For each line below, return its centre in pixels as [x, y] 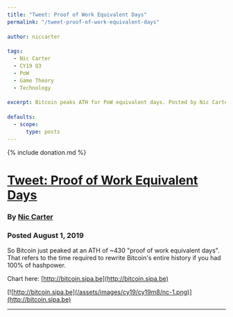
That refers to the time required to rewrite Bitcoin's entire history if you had [114, 258]
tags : [15, 51]
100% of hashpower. [36, 265]
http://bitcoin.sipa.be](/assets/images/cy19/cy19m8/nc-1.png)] [103, 292]
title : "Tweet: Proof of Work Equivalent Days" [77, 15]
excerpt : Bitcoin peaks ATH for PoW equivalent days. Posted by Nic [108, 103]
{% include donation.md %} [47, 152]
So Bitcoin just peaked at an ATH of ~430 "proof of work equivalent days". [113, 250]
